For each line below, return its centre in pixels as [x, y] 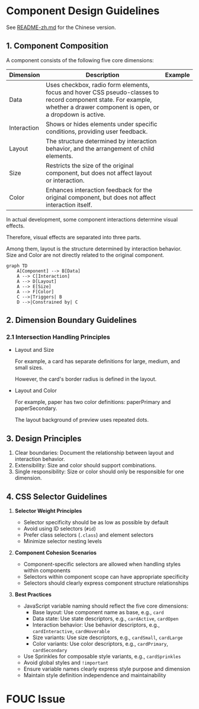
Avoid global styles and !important [66, 663]
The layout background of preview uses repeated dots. [82, 420]
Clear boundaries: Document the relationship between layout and [94, 453]
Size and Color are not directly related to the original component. [85, 255]
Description [102, 75]
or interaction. [65, 180]
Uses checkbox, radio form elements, [98, 85]
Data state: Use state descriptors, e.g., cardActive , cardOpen [105, 619]
